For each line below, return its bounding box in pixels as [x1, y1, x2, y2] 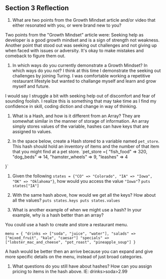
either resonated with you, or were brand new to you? [12, 22, 122, 28]
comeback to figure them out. [5, 53, 66, 59]
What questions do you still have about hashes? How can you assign [12, 263, 152, 269]
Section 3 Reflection [5, 4, 69, 12]
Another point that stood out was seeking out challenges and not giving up [5, 42, 157, 48]
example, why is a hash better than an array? [12, 212, 104, 218]
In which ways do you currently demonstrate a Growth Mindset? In [12, 62, 148, 68]
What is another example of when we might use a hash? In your [12, 207, 142, 212]
